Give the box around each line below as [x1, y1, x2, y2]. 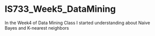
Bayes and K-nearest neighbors [4, 25, 69, 31]
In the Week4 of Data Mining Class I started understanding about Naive [4, 20, 150, 26]
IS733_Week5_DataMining [4, 3, 116, 15]
